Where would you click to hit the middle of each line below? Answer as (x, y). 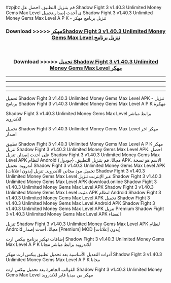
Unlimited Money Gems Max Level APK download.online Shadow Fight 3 (81, 182)
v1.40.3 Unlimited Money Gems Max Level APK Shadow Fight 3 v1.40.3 (80, 187)
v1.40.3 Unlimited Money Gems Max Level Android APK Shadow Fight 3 (80, 203)
